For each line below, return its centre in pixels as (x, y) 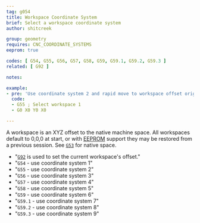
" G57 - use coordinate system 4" (54, 182)
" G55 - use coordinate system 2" (54, 169)
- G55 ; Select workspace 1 (46, 105)
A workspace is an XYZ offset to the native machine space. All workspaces (98, 132)
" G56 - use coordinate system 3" (54, 175)
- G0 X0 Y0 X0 (29, 110)
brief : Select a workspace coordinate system (63, 23)
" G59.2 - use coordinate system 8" (57, 207)
